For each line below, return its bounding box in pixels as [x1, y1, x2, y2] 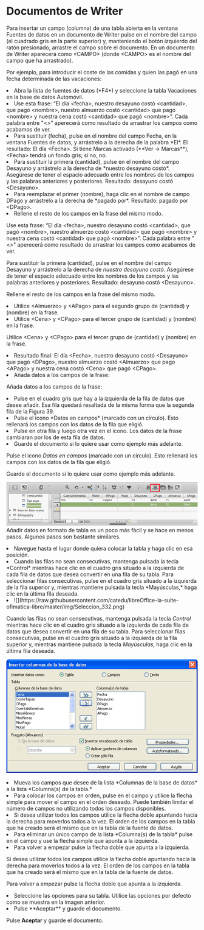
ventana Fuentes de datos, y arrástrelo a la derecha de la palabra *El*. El [6, 138, 188, 146]
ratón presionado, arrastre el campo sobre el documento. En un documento [6, 44, 195, 51]
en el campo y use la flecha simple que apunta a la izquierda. [6, 837, 159, 844]
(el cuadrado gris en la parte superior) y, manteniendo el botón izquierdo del [6, 37, 197, 44]
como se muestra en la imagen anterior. [6, 898, 106, 906]
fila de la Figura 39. [6, 407, 55, 415]
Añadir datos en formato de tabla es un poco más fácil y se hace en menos [6, 526, 194, 534]
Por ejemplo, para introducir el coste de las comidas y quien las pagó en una [6, 68, 198, 76]
